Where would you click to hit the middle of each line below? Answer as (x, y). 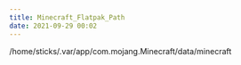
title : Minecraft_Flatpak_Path (67, 17)
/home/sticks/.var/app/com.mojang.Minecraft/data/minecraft (120, 51)
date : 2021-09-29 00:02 (53, 26)
